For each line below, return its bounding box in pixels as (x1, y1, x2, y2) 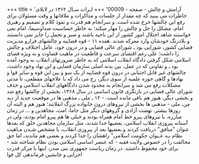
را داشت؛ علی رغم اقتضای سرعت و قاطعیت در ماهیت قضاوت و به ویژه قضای (7, 50, 179, 56)
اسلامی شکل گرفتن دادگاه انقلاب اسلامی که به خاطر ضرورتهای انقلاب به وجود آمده (7, 56, 191, 63)
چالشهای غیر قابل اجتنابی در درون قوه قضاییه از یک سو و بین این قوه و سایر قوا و (7, 69, 186, 75)
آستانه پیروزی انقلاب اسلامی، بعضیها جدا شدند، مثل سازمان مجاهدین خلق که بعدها (7, 119, 188, 126)
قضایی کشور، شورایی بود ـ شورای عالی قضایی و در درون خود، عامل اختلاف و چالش (7, 43, 193, 51)
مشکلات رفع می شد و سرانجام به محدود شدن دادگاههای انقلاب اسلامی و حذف (7, 81, 181, 89)
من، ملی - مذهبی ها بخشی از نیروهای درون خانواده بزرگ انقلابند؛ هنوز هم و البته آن (7, 100, 190, 107)
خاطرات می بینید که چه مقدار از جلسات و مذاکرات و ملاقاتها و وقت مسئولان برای (7, 12, 187, 19)
